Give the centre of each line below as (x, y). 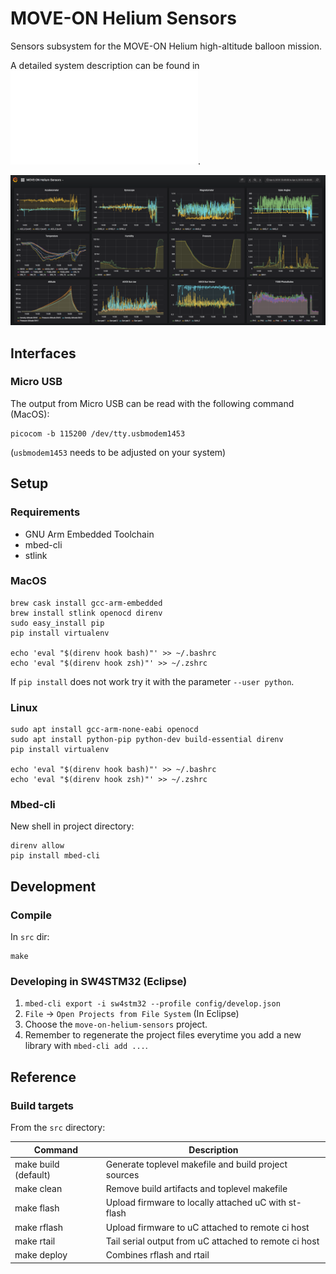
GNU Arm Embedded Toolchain (89, 534)
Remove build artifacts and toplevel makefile (196, 1189)
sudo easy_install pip (57, 623)
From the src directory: (58, 1128)
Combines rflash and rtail (157, 1255)
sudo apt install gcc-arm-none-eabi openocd (104, 730)
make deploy (41, 1255)
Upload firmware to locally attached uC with (196, 1203)
